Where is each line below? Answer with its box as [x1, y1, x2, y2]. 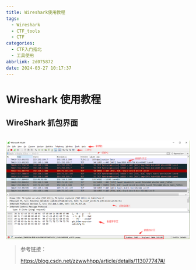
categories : [6, 40, 35, 46]
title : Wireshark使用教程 [6, 9, 66, 15]
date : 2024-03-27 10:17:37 [6, 65, 72, 71]
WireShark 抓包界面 [6, 118, 79, 128]
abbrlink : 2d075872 [6, 59, 54, 64]
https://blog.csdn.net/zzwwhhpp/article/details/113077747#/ [20, 257, 166, 264]
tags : [6, 15, 19, 22]
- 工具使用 [11, 53, 34, 59]
